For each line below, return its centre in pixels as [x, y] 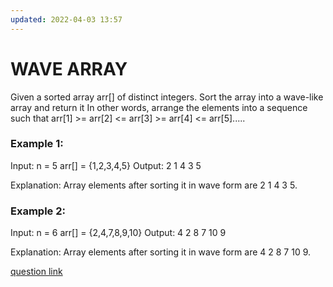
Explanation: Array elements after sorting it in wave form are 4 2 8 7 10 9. [161, 252]
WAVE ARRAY [69, 68]
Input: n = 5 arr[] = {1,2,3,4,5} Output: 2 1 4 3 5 [106, 165]
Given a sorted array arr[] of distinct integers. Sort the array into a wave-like [167, 97]
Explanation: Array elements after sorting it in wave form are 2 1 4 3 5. [154, 185]
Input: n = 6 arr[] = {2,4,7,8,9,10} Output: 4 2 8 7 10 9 [118, 233]
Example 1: [37, 144]
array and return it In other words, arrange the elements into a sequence [159, 107]
